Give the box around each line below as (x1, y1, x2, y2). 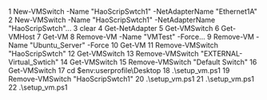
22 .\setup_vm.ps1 (8, 83, 68, 92)
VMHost (8, 32, 36, 41)
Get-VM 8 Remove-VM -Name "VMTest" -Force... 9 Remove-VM (42, 32, 254, 41)
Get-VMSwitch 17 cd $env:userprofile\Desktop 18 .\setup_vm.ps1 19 (8, 66, 230, 75)
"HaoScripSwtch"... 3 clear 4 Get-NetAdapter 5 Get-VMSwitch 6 (8, 24, 220, 33)
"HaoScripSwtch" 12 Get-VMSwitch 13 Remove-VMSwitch (8, 49, 199, 58)
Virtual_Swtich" (8, 57, 59, 67)
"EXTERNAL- (200, 49, 243, 58)
